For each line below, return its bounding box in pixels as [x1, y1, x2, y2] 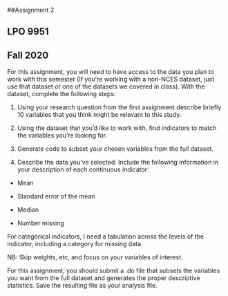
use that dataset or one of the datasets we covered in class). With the [7, 82, 205, 91]
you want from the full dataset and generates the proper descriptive [7, 274, 200, 282]
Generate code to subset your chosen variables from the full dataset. [17, 145, 214, 153]
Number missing [17, 219, 64, 228]
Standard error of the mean [17, 192, 95, 201]
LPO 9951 [7, 26, 50, 37]
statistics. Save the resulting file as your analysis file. [7, 281, 158, 290]
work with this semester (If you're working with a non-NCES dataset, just [7, 75, 215, 84]
